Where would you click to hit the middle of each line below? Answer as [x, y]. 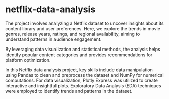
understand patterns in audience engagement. [53, 39]
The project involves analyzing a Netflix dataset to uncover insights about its [84, 23]
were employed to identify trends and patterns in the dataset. [69, 91]
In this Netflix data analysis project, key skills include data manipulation [79, 70]
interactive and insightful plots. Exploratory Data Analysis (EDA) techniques [83, 86]
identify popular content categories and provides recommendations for [79, 55]
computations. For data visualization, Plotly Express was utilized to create [81, 80]
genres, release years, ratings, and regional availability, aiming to [73, 34]
